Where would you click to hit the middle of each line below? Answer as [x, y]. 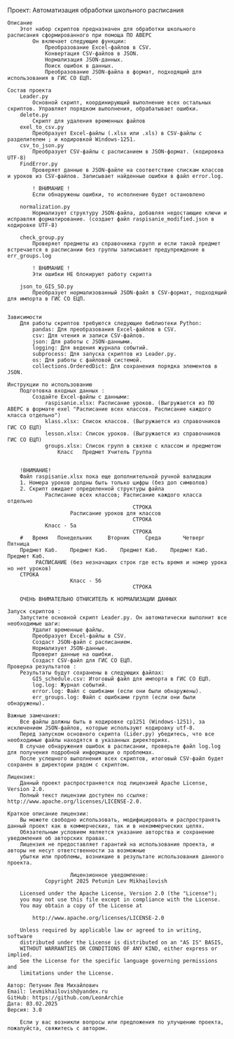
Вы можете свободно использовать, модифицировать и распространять [120, 820]
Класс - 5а [61, 525]
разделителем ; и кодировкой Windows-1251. [72, 139]
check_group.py [42, 238]
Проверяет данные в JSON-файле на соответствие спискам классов [128, 170]
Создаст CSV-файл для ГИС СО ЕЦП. [83, 661]
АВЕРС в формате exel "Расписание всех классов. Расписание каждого [109, 409]
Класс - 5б [85, 581]
